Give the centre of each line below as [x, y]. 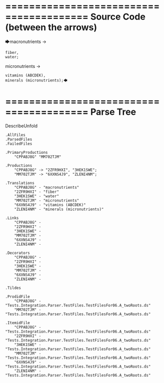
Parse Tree [113, 112]
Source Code [118, 17]
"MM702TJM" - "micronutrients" [47, 200]
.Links [12, 218]
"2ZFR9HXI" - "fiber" [36, 192]
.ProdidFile [17, 297]
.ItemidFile [17, 323]
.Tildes [13, 288]
